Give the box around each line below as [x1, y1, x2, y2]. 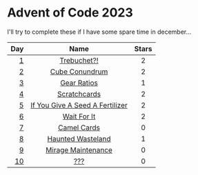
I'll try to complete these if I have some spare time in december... [7, 28, 192, 36]
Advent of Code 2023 [7, 5, 133, 21]
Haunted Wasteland [47, 134, 112, 143]
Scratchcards [57, 89, 101, 99]
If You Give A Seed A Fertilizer [30, 100, 128, 110]
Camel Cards [58, 123, 100, 132]
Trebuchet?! [59, 55, 99, 65]
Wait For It [62, 112, 96, 121]
